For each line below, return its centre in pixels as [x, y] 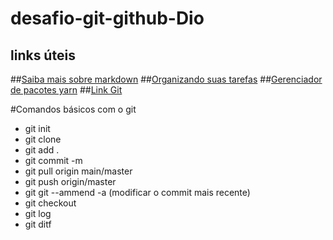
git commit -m [53, 160]
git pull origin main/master [78, 171]
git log [38, 213]
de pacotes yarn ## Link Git [66, 90]
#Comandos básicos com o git [73, 109]
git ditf [38, 224]
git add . [42, 150]
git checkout [50, 203]
